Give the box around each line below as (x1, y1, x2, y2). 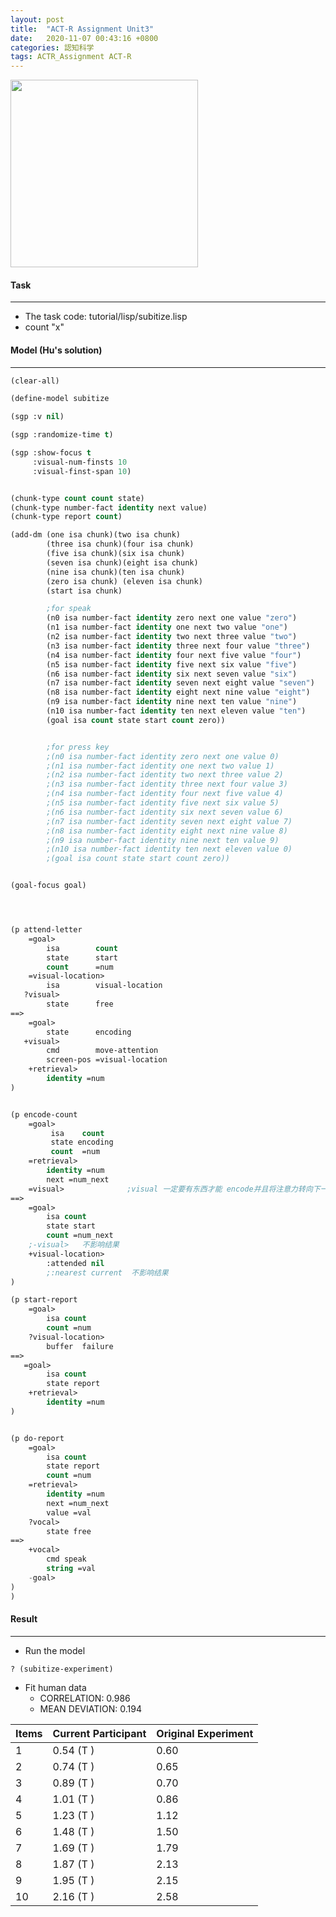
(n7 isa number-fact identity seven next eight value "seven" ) (46, 678, 315, 688)
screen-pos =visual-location (46, 1055, 168, 1065)
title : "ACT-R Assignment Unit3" (10, 24, 155, 34)
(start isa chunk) (46, 586, 123, 596)
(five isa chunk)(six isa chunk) (46, 549, 186, 559)
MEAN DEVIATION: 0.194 (39, 1702, 142, 1715)
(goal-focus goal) (10, 881, 87, 891)
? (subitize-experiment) (10, 1664, 114, 1674)
